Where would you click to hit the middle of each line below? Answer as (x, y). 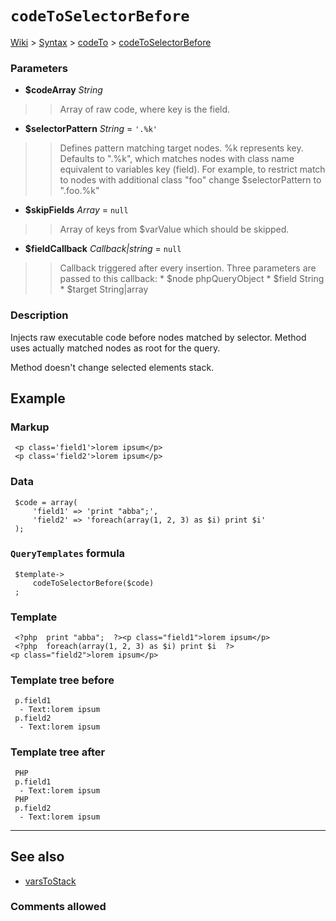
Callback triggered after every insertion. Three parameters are (188, 268)
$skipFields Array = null (76, 210)
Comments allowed (58, 907)
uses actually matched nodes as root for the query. (115, 348)
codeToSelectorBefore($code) (93, 583)
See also (37, 857)
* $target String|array (104, 289)
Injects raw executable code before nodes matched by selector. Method (158, 337)
